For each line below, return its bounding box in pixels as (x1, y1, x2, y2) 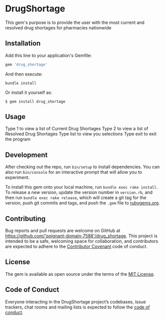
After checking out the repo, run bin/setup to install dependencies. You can (5, 164, 160, 170)
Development (5, 150, 48, 159)
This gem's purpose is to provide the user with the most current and (5, 19, 145, 25)
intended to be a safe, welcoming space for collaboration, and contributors (5, 238, 158, 244)
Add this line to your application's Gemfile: (5, 52, 92, 58)
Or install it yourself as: (5, 89, 52, 95)
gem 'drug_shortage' (5, 62, 48, 67)
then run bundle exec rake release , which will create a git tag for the (5, 195, 147, 201)
